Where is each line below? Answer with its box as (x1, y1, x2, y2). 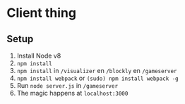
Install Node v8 (16, 51, 61, 60)
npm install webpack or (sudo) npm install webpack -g (16, 74, 179, 82)
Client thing (6, 5, 77, 21)
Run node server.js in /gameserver (16, 82, 118, 89)
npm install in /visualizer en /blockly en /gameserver (16, 67, 177, 74)
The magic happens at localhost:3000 (16, 89, 129, 97)
